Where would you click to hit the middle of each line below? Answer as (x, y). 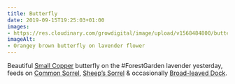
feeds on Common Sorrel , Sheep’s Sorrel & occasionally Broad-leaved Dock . (117, 73)
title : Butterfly (33, 14)
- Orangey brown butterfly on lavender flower (76, 46)
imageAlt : (22, 40)
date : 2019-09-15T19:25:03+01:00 (56, 20)
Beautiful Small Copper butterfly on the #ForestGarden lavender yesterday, (115, 66)
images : (19, 26)
